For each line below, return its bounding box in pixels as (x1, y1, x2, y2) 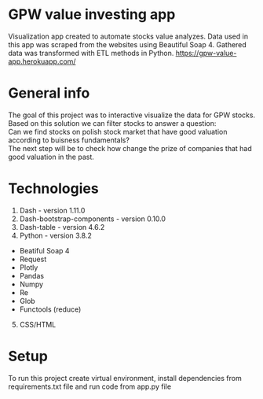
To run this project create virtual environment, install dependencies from (8, 373, 242, 382)
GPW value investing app (8, 6, 176, 24)
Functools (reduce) (19, 305, 82, 314)
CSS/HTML (19, 320, 57, 329)
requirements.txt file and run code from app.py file (8, 382, 171, 391)
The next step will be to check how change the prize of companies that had (8, 143, 253, 153)
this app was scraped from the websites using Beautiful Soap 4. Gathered (8, 39, 247, 49)
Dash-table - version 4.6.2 (19, 222, 105, 231)
